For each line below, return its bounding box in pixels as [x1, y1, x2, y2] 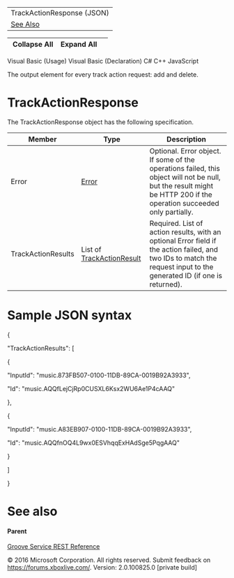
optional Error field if [149, 236, 217, 245]
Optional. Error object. [149, 146, 221, 155]
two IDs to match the [149, 253, 217, 263]
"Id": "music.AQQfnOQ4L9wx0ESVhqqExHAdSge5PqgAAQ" [7, 439, 180, 447]
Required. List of [149, 218, 203, 228]
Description [166, 134, 207, 144]
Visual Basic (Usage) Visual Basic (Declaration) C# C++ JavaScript [7, 57, 199, 65]
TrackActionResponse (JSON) [10, 8, 109, 17]
